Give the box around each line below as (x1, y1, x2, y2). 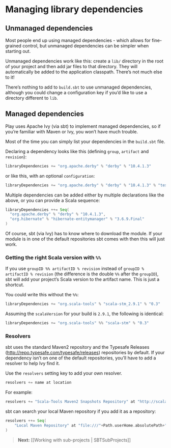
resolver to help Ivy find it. (5, 360, 60, 367)
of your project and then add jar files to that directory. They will (5, 64, 138, 69)
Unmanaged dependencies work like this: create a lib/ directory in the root (5, 58, 164, 64)
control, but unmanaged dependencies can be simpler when (22, 43, 149, 49)
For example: (5, 389, 33, 396)
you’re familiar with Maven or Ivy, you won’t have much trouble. (5, 128, 138, 134)
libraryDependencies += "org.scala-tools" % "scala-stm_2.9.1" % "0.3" (5, 301, 160, 306)
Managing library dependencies (5, 4, 144, 15)
